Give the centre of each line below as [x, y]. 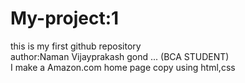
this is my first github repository [76, 46]
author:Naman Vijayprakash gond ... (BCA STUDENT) [120, 56]
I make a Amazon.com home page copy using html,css [123, 67]
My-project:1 [65, 18]
